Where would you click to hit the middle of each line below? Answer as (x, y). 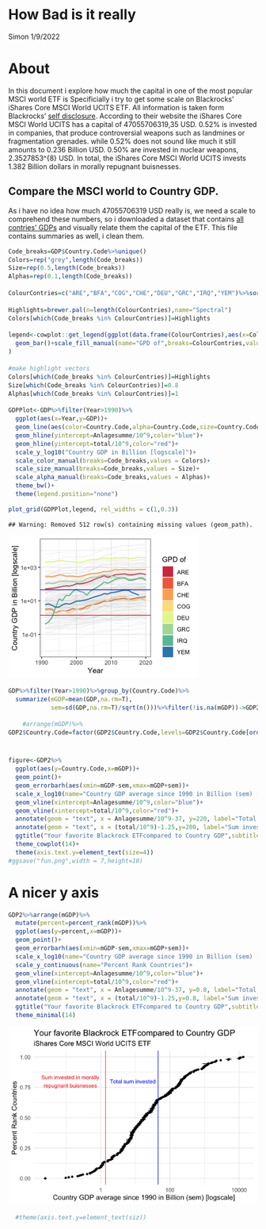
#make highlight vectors (49, 368)
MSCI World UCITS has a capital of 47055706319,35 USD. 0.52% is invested (133, 124)
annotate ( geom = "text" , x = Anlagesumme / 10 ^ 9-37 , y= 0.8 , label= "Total (136, 990)
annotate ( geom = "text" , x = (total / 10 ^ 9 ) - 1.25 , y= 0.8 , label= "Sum (127, 999)
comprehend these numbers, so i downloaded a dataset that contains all (126, 219)
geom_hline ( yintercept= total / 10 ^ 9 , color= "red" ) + (97, 444)
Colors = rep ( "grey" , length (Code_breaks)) (76, 259)
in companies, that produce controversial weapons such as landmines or (127, 133)
